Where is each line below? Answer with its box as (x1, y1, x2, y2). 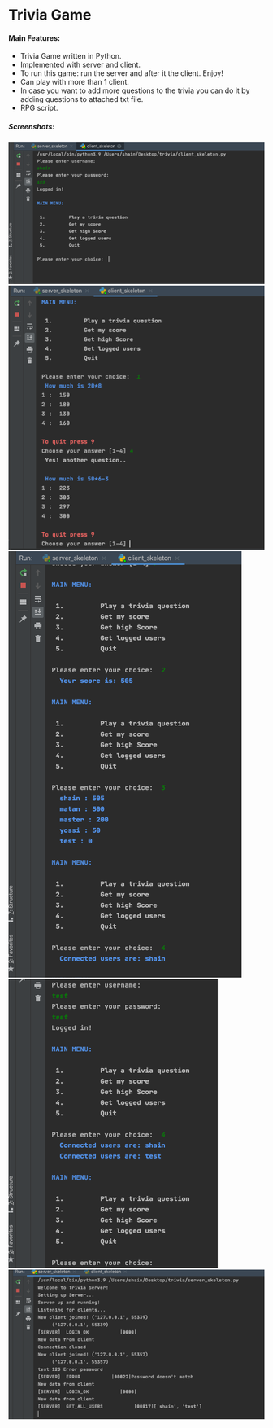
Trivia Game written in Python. (19, 51, 122, 61)
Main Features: (8, 33, 61, 42)
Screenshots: (8, 121, 55, 131)
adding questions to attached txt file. (19, 94, 144, 104)
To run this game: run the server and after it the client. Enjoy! (19, 68, 223, 78)
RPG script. (19, 103, 58, 113)
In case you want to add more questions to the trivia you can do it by (19, 85, 250, 95)
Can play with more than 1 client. (19, 77, 130, 87)
